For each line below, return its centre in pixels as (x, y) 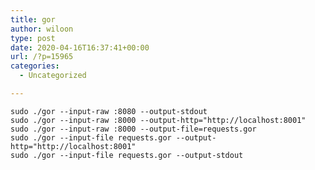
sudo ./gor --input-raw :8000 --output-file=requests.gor (133, 129)
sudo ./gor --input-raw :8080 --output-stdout (109, 111)
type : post (33, 38)
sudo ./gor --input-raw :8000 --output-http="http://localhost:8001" (158, 120)
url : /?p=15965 (42, 57)
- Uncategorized (53, 76)
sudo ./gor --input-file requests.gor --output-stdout (127, 155)
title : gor (33, 19)
